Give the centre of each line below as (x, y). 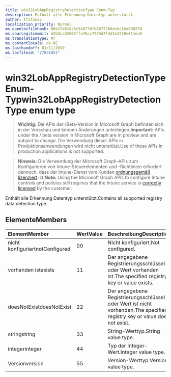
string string (22, 334)
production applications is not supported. (61, 151)
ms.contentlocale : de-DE (32, 43)
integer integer (25, 349)
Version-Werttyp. (129, 361)
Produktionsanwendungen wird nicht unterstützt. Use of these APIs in (90, 146)
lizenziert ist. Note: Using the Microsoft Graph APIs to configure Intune (91, 178)
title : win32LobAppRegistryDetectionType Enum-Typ (60, 10)
